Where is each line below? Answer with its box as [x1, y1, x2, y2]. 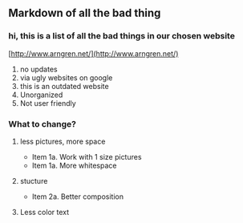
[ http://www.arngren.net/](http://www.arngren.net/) [8, 48, 179, 59]
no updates [19, 64, 58, 74]
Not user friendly [19, 98, 76, 107]
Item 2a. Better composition [31, 192, 124, 201]
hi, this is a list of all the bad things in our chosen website [8, 30, 235, 42]
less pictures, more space [19, 136, 106, 146]
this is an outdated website [19, 81, 110, 91]
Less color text [19, 207, 70, 217]
